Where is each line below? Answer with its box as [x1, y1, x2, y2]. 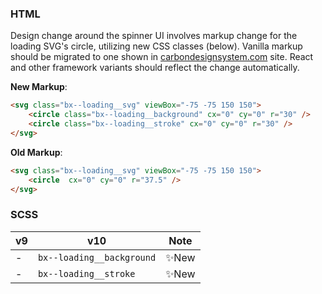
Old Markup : [10, 146, 63, 158]
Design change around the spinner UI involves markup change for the [10, 30, 298, 42]
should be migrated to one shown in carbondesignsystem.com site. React [10, 51, 314, 63]
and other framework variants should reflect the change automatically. [10, 62, 300, 74]
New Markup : [10, 81, 68, 93]
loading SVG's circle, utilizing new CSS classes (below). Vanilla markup [10, 40, 303, 52]
